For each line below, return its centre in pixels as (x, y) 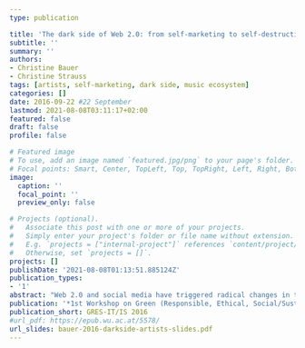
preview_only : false (56, 203)
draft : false (34, 127)
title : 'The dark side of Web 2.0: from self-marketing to (123, 34)
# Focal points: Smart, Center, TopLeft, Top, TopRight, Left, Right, (146, 169)
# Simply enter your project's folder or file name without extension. (152, 236)
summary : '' (32, 51)
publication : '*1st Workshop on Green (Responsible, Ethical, (129, 303)
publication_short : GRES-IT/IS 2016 (79, 312)
